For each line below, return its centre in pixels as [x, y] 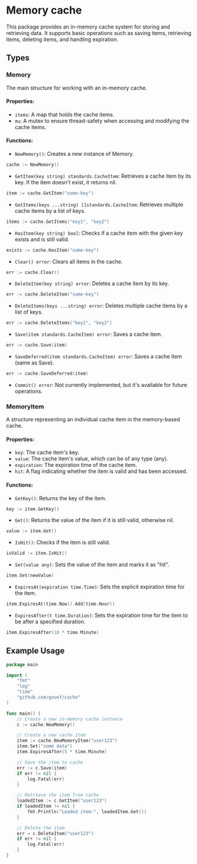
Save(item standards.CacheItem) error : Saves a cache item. [88, 334]
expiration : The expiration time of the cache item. [76, 465]
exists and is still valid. [42, 239]
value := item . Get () [32, 531]
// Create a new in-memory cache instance [70, 719]
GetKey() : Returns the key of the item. [60, 498]
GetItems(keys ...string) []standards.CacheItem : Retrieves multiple [99, 204]
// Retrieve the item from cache [58, 795]
